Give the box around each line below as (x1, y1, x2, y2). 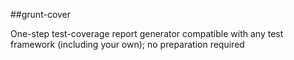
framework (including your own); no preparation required (10, 39, 245, 50)
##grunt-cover (10, 9, 72, 20)
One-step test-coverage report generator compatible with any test (10, 28, 284, 39)
